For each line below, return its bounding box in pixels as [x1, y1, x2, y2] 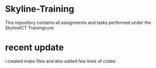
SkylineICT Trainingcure [5, 24, 54, 30]
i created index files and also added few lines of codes [5, 58, 116, 64]
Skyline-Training [5, 3, 75, 15]
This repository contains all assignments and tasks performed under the [5, 20, 152, 25]
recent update [5, 42, 64, 53]
